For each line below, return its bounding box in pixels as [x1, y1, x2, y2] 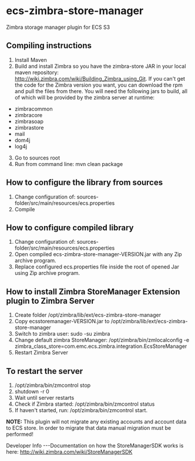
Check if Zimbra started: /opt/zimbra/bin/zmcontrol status [14, 400, 155, 407]
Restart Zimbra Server [14, 349, 69, 356]
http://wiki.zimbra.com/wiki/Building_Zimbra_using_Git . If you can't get [14, 75, 186, 82]
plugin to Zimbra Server [6, 296, 95, 306]
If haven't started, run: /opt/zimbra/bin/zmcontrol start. [14, 407, 148, 413]
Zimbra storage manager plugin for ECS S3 [6, 24, 110, 31]
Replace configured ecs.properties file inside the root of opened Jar [14, 263, 179, 270]
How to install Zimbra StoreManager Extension [6, 287, 180, 297]
